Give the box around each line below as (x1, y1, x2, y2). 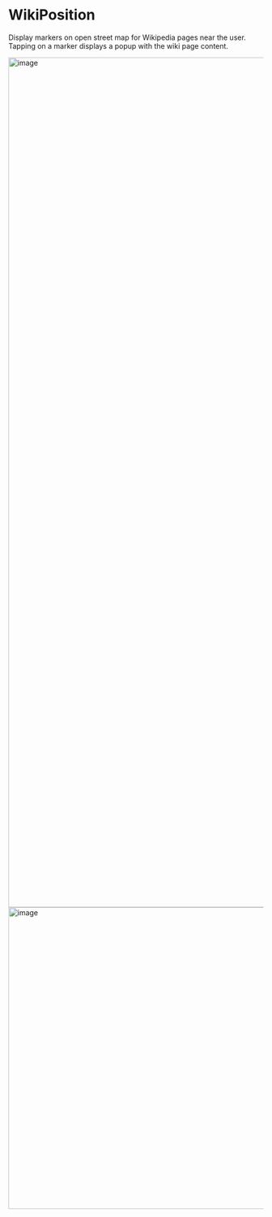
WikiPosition (8, 6, 96, 24)
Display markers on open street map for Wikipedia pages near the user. (8, 32, 247, 42)
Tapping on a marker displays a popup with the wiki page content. (8, 41, 229, 50)
